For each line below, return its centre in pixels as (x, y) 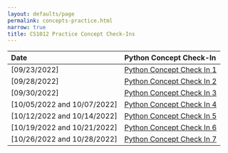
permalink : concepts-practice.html (60, 21)
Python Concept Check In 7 (171, 139)
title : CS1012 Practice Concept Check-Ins (71, 34)
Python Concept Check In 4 (171, 105)
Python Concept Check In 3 (171, 93)
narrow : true (27, 27)
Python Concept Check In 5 (171, 116)
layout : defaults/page (41, 14)
